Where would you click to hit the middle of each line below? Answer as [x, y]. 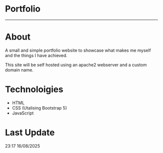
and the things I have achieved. [36, 55]
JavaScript [23, 113]
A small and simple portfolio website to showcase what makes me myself [78, 50]
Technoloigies [34, 90]
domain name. [19, 70]
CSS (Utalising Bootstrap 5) [39, 108]
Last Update [30, 132]
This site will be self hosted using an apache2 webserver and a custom [76, 65]
